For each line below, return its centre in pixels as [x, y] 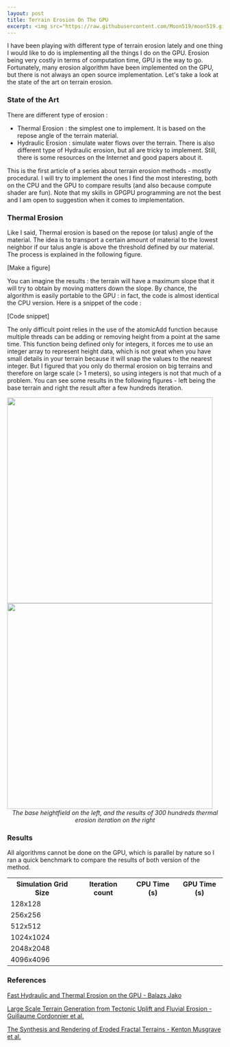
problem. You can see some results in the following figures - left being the [111, 380]
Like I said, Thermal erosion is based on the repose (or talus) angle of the [110, 232]
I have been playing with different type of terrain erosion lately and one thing [115, 46]
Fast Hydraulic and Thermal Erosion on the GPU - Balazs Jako [94, 995]
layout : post [26, 13]
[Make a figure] [29, 268]
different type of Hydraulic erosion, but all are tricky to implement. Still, [117, 150]
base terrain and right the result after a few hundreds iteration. [95, 388]
